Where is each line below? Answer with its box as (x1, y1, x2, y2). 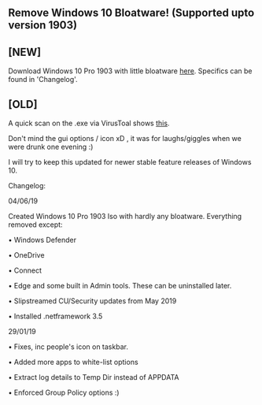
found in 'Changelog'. (8, 75, 78, 84)
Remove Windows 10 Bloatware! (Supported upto (8, 6, 255, 20)
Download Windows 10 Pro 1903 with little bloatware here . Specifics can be (8, 66, 253, 76)
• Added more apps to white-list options (8, 358, 139, 367)
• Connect (8, 266, 42, 275)
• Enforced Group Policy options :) (8, 388, 120, 397)
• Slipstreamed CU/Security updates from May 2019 (8, 296, 177, 306)
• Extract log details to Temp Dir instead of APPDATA (8, 373, 179, 382)
